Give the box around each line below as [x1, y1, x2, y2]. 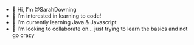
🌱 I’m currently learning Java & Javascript [12, 19, 117, 26]
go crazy [12, 32, 35, 39]
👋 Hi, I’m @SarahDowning [12, 6, 77, 13]
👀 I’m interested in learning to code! [12, 12, 102, 19]
